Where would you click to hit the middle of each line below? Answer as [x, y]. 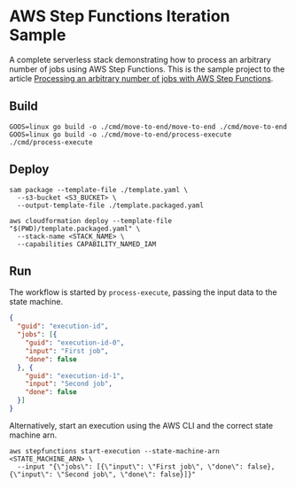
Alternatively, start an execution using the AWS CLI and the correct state [141, 425]
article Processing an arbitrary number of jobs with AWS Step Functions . [141, 78]
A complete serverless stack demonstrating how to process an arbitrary [140, 59]
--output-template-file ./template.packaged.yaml [110, 205]
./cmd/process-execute [51, 142]
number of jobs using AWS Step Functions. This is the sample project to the [147, 69]
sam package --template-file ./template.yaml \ [99, 190]
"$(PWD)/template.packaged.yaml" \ [75, 229]
